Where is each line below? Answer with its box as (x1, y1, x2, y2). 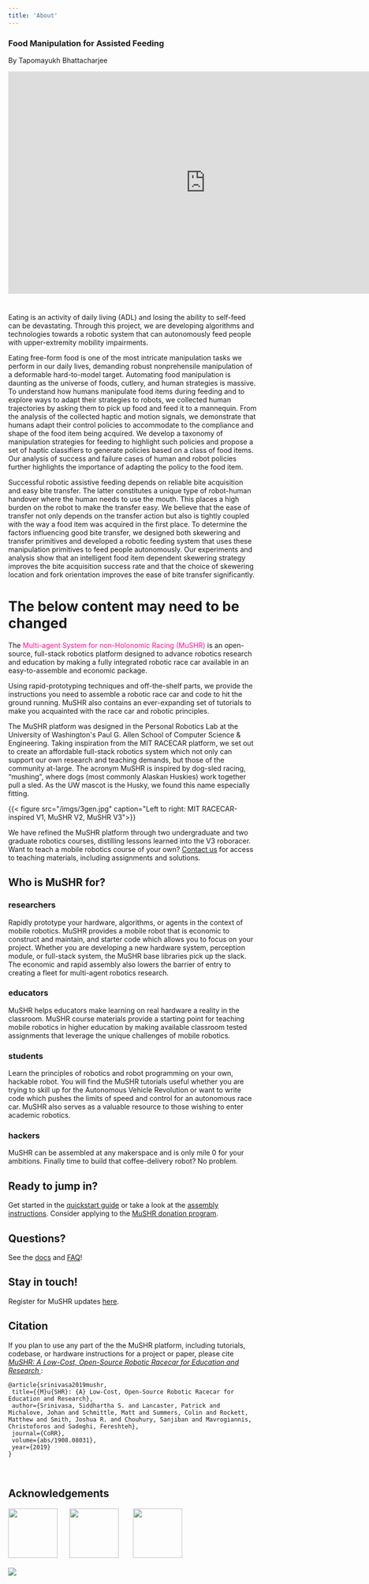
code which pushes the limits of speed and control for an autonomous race (8, 1094, 252, 1103)
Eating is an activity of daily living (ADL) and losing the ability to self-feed (8, 312, 246, 322)
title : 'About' (8, 11, 58, 20)
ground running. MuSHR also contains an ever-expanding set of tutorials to (8, 697, 252, 707)
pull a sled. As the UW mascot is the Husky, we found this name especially (8, 780, 250, 790)
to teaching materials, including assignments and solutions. (8, 853, 201, 862)
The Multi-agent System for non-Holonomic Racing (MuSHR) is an (8, 640, 223, 650)
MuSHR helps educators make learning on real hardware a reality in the (8, 1005, 240, 1015)
